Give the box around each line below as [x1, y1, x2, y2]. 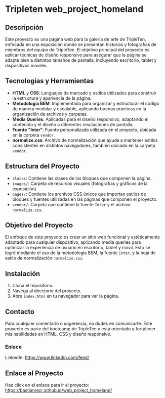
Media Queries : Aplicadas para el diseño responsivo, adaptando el [12, 116, 149, 122]
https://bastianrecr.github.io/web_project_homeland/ [5, 387, 112, 394]
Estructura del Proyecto [5, 162, 80, 171]
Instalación [5, 269, 41, 278]
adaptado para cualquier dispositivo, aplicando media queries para [5, 239, 141, 245]
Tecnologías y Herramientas [5, 77, 94, 85]
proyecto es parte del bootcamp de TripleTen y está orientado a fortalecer [5, 326, 156, 332]
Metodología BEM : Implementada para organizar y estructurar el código [12, 100, 160, 106]
